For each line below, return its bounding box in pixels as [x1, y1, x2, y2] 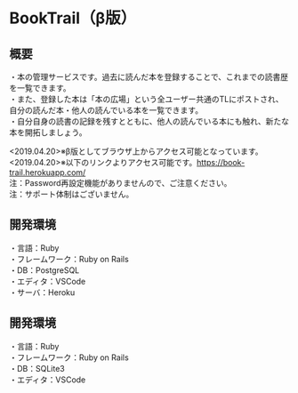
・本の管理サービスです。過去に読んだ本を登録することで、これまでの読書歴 [9, 72, 289, 82]
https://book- [196, 157, 246, 167]
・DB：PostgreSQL [9, 264, 80, 276]
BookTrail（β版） [9, 8, 137, 28]
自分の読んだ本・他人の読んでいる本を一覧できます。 [9, 105, 203, 116]
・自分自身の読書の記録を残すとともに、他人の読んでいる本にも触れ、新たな [9, 116, 290, 126]
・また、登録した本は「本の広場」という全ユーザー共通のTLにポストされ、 [9, 94, 284, 104]
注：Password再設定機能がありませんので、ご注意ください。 [9, 178, 232, 188]
